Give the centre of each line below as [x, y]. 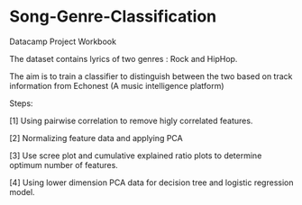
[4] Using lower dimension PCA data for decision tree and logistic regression [151, 183]
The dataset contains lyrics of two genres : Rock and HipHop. [124, 58]
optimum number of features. [64, 165]
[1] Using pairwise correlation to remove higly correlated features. [131, 120]
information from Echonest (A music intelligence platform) [117, 85]
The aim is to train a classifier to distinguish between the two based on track [151, 76]
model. [22, 192]
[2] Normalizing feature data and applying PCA [96, 138]
